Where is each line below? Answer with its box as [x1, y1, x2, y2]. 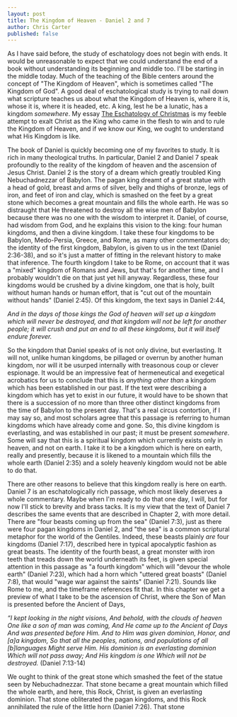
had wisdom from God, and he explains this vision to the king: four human [7, 221, 223, 230]
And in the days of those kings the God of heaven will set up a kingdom [7, 310, 216, 318]
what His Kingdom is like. [7, 132, 81, 141]
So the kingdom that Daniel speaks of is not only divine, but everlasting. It [7, 346, 222, 354]
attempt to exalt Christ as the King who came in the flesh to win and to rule [7, 117, 225, 126]
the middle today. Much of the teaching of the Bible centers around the [7, 72, 214, 81]
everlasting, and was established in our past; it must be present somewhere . [7, 429, 230, 437]
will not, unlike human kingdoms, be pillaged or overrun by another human [7, 354, 224, 362]
